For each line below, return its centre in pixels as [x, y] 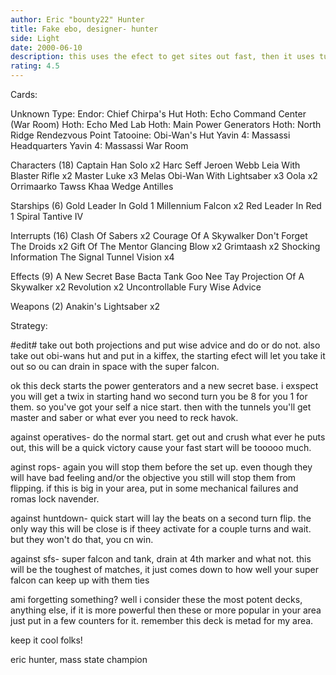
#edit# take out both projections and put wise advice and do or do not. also [165, 345]
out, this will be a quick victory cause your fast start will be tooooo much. [161, 447]
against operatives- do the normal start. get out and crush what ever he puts [168, 437]
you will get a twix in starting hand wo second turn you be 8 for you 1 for [159, 396]
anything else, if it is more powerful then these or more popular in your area [166, 610]
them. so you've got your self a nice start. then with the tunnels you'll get [161, 407]
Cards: [24, 94]
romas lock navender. [55, 499]
